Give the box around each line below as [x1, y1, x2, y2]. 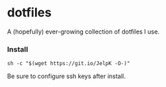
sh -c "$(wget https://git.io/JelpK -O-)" [7, 60, 130, 67]
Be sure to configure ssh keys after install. [7, 72, 126, 80]
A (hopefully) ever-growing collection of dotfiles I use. [7, 27, 160, 36]
